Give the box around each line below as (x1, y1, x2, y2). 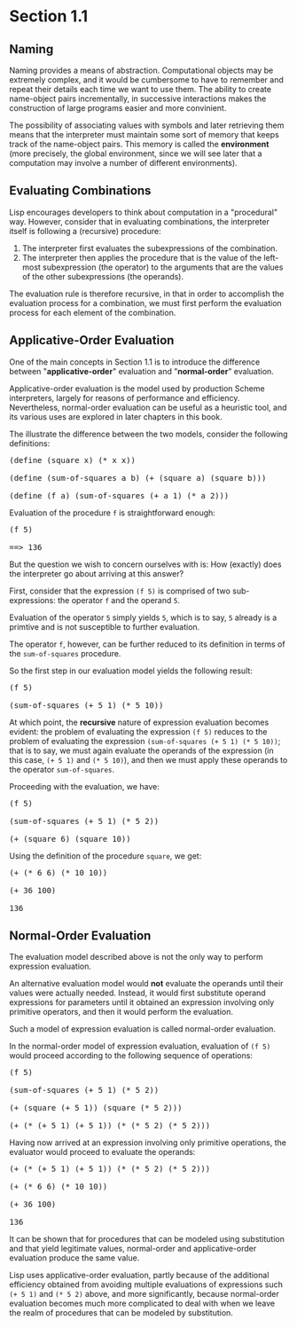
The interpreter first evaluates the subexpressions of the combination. (21, 242, 277, 254)
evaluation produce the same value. (9, 1252, 140, 1263)
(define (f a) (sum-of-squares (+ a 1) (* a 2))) (9, 491, 230, 500)
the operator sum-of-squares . (9, 764, 115, 774)
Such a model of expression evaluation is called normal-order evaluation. (9, 1024, 277, 1034)
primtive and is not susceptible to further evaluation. (9, 621, 200, 632)
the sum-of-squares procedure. (9, 648, 121, 658)
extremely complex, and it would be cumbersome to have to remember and (9, 75, 284, 85)
